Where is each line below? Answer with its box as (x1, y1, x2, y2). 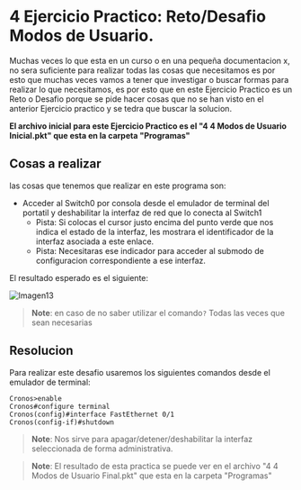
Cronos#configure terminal (9, 402, 111, 411)
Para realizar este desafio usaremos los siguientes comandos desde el (9, 367, 271, 377)
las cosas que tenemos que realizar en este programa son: (9, 180, 226, 191)
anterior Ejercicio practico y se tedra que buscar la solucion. (9, 103, 232, 113)
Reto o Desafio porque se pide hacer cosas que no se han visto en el (9, 93, 264, 104)
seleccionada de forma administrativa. (31, 443, 173, 454)
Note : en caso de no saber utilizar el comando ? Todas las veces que (31, 307, 286, 318)
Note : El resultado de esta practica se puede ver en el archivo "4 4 (31, 460, 279, 471)
